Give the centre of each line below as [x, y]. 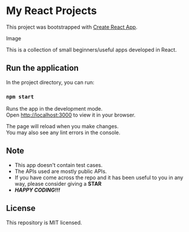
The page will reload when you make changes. [63, 127]
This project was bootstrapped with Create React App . [72, 27]
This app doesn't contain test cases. [58, 165]
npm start [20, 97]
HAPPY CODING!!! [37, 190]
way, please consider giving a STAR [58, 183]
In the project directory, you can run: [50, 82]
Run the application [43, 68]
